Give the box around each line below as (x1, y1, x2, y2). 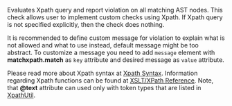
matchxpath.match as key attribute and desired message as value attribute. (7, 56, 225, 64)
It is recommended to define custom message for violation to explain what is (7, 34, 225, 42)
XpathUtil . (7, 91, 36, 99)
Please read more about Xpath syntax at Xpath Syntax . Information (7, 69, 198, 77)
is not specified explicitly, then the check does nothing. (7, 21, 165, 28)
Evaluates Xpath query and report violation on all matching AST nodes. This (7, 6, 223, 14)
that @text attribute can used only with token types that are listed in (7, 84, 202, 92)
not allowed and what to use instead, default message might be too (7, 41, 199, 49)
